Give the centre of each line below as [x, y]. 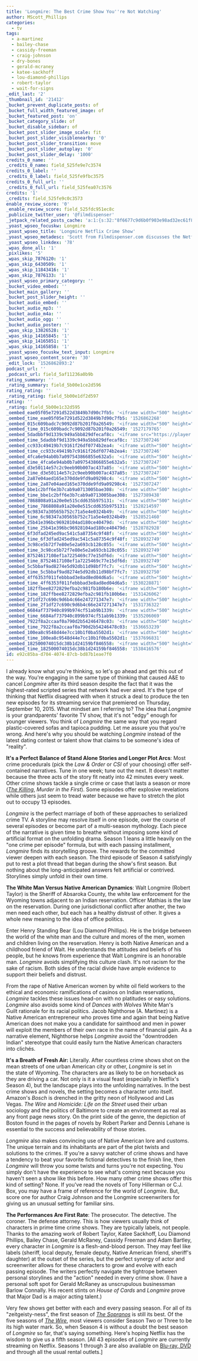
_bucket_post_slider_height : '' [46, 297]
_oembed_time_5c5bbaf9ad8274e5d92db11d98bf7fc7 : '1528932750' [84, 572]
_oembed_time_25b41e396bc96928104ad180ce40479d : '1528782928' [84, 528]
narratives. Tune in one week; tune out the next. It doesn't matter [110, 771]
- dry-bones [26, 61]
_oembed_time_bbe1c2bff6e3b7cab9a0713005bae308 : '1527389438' [84, 495]
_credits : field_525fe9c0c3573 [44, 199]
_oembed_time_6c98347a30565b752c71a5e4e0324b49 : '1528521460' [84, 517]
